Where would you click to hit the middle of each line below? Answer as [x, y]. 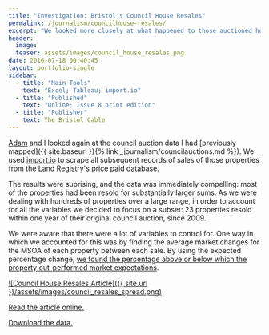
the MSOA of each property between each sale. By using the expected [125, 250]
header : [21, 38]
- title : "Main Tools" [53, 83]
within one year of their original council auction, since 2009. [107, 218]
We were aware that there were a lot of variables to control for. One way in [131, 233]
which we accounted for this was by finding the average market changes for [134, 242]
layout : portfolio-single [51, 68]
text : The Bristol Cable [64, 120]
